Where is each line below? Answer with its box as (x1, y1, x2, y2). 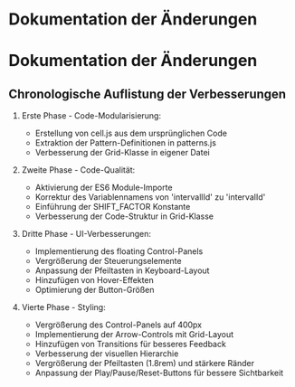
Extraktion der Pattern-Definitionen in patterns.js (34, 137, 216, 148)
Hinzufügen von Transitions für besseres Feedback (34, 339, 227, 350)
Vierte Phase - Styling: (21, 302, 106, 313)
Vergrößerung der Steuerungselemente (34, 256, 182, 267)
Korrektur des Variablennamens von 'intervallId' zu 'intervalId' (34, 192, 266, 203)
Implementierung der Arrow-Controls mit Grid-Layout (34, 329, 234, 340)
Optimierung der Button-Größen (34, 285, 155, 296)
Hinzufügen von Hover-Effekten (34, 275, 155, 286)
